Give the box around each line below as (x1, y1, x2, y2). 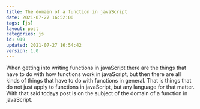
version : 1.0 (6, 48, 39, 54)
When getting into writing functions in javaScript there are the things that (6, 64, 186, 71)
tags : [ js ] (6, 20, 34, 26)
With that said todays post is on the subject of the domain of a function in (6, 89, 188, 96)
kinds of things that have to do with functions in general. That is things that (6, 77, 192, 84)
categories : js (6, 31, 44, 37)
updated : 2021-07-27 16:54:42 (6, 43, 82, 49)
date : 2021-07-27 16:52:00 (6, 14, 74, 20)
